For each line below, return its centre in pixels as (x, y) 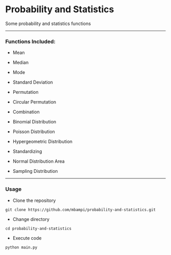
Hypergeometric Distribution (42, 142)
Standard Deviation (33, 82)
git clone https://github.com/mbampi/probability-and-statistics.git (81, 210)
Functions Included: (31, 41)
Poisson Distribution (34, 132)
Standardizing (27, 151)
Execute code (27, 238)
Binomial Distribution (34, 122)
